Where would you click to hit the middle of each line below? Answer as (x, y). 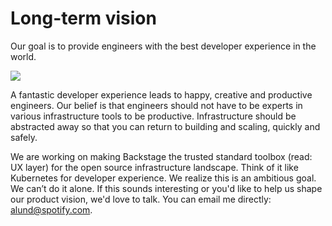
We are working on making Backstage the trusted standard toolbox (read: (161, 156)
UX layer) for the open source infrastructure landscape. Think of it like (154, 167)
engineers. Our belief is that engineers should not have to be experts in (156, 105)
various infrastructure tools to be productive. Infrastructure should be (153, 116)
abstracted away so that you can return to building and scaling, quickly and (165, 126)
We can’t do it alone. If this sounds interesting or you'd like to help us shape (166, 188)
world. (23, 56)
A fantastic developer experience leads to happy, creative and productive (161, 94)
